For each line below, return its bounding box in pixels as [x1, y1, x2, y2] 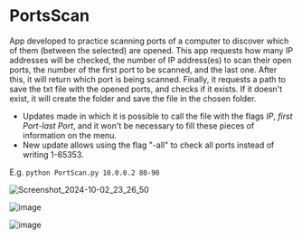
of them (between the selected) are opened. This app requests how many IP [9, 44, 294, 55]
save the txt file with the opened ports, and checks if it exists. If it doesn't [9, 83, 283, 94]
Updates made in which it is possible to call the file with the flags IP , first [22, 110, 293, 121]
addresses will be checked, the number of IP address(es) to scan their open [9, 54, 292, 65]
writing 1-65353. [22, 148, 84, 159]
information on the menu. [22, 129, 118, 140]
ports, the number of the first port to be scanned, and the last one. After [9, 64, 278, 75]
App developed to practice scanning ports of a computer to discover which [9, 35, 289, 46]
